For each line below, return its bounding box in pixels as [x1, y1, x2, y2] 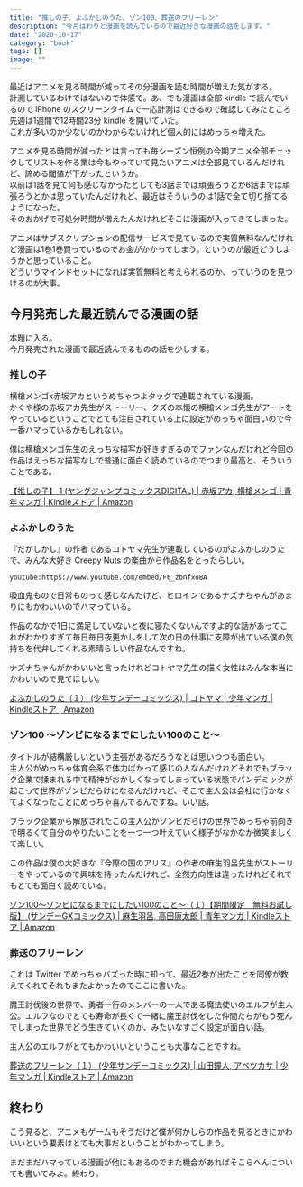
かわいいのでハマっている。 [32, 602, 136, 612]
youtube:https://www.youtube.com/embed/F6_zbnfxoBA [9, 573, 207, 583]
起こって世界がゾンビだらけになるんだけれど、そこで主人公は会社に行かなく [9, 785, 293, 796]
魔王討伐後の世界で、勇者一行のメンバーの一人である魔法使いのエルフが [9, 999, 278, 1010]
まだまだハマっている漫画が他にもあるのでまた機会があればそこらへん [9, 1156, 271, 1167]
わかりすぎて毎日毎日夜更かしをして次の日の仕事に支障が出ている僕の [24, 631, 286, 642]
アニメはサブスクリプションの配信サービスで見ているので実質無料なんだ [9, 232, 278, 243]
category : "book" [9, 38, 75, 48]
